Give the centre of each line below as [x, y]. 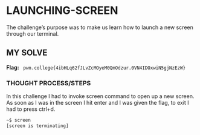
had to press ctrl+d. [31, 109]
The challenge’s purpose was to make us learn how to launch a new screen [100, 27]
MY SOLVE [27, 53]
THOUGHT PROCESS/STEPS [49, 83]
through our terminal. [33, 33]
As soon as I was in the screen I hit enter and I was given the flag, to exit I [98, 103]
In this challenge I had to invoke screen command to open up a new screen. [100, 96]
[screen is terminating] [37, 126]
